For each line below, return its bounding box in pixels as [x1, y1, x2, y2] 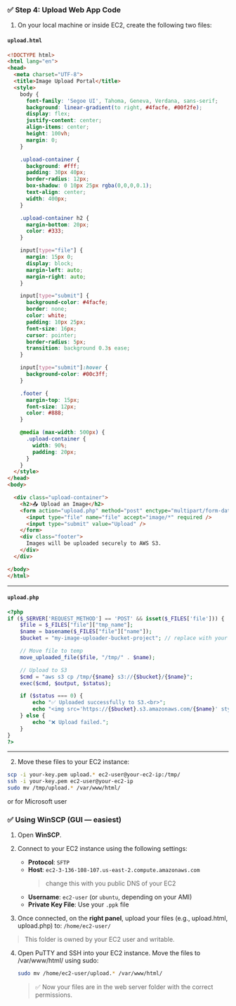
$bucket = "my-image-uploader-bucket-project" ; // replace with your [20, 634, 228, 642]
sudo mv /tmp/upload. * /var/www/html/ [7, 785, 121, 792]
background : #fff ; [25, 162, 80, 170]
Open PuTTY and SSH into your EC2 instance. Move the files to [17, 949, 201, 957]
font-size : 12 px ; [25, 403, 77, 410]
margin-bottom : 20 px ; [25, 221, 90, 228]
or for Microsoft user [7, 797, 67, 806]
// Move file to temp [20, 647, 83, 655]
